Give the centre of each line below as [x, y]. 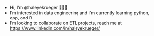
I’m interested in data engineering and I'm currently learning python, [79, 13]
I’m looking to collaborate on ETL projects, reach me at [66, 23]
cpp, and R [21, 18]
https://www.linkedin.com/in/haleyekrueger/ [55, 28]
